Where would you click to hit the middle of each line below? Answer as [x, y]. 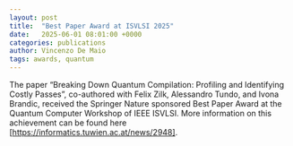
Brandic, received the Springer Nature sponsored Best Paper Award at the [146, 103]
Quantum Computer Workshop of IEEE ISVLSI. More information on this [140, 113]
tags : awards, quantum [52, 59]
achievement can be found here [68, 123]
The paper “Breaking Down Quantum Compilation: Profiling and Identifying [147, 85]
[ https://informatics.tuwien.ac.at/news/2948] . [94, 132]
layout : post [34, 17]
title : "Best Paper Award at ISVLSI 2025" [92, 26]
